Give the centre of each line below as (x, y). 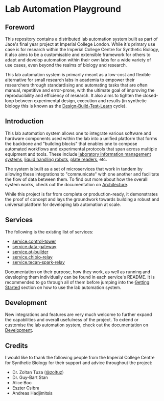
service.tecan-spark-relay (38, 262)
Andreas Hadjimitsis (32, 393)
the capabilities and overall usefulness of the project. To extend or (72, 320)
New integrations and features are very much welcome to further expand (79, 315)
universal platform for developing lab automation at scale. (63, 204)
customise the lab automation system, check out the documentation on (77, 325)
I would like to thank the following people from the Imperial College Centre (80, 358)
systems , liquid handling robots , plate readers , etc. (56, 159)
